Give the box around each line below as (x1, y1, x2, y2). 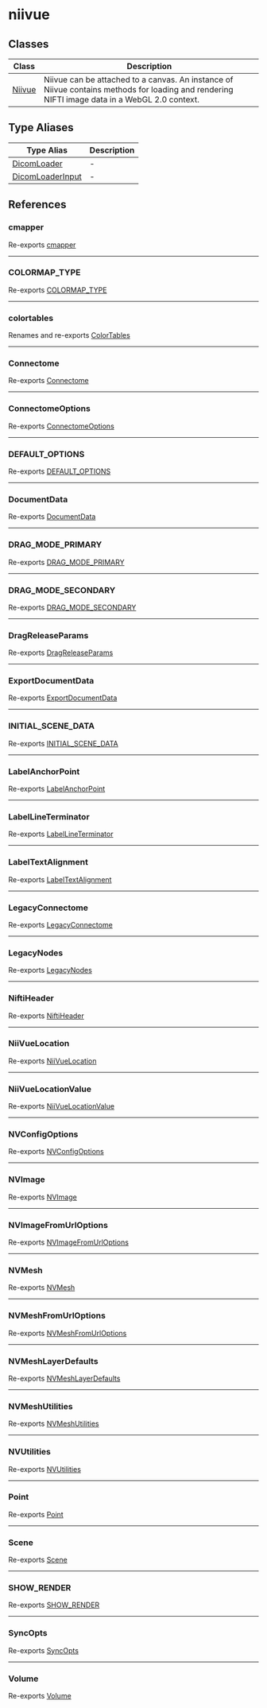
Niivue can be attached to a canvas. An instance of (43, 74, 234, 85)
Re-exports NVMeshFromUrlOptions (8, 1328, 127, 1338)
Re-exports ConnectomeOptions (8, 421, 115, 431)
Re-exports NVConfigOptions (8, 1147, 105, 1156)
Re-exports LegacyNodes (8, 966, 93, 975)
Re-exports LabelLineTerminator (8, 829, 114, 839)
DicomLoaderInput (12, 171, 82, 182)
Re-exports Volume (8, 1691, 72, 1700)
